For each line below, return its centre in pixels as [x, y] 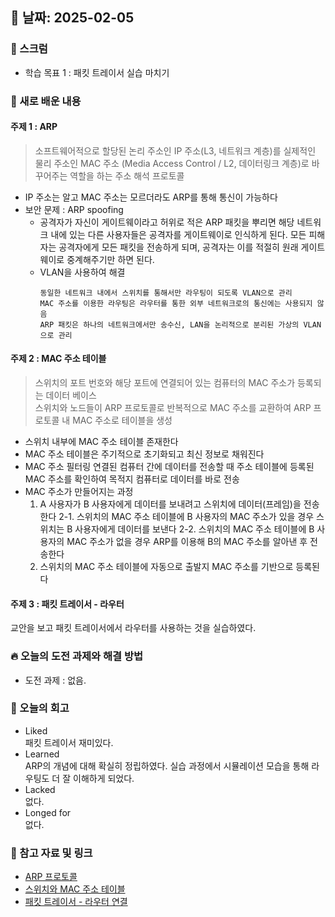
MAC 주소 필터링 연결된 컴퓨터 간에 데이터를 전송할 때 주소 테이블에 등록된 [169, 467]
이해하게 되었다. [104, 778]
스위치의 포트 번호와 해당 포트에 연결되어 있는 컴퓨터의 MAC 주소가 [165, 383]
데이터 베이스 [71, 395]
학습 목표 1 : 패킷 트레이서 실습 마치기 [97, 72]
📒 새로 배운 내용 [46, 101]
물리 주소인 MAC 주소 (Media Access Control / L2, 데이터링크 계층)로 [172, 163]
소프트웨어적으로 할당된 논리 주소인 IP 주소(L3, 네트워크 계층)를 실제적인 [175, 150]
